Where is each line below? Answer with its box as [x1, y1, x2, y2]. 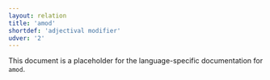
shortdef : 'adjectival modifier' [8, 26, 121, 34]
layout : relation [8, 11, 67, 20]
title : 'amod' [8, 19, 57, 27]
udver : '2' [8, 34, 45, 42]
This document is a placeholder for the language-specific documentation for [8, 56, 264, 66]
